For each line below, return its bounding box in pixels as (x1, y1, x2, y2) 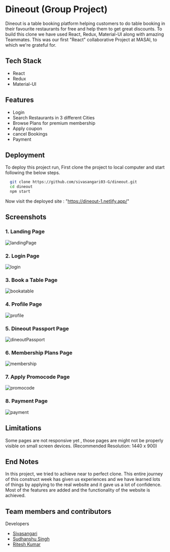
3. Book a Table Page (5, 276, 58, 283)
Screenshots (5, 213, 47, 221)
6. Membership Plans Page (5, 349, 73, 356)
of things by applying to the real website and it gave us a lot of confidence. (5, 481, 162, 488)
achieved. (5, 493, 26, 499)
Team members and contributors (5, 507, 112, 516)
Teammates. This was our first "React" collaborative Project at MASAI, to (5, 37, 157, 43)
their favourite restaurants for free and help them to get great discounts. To (5, 25, 162, 31)
